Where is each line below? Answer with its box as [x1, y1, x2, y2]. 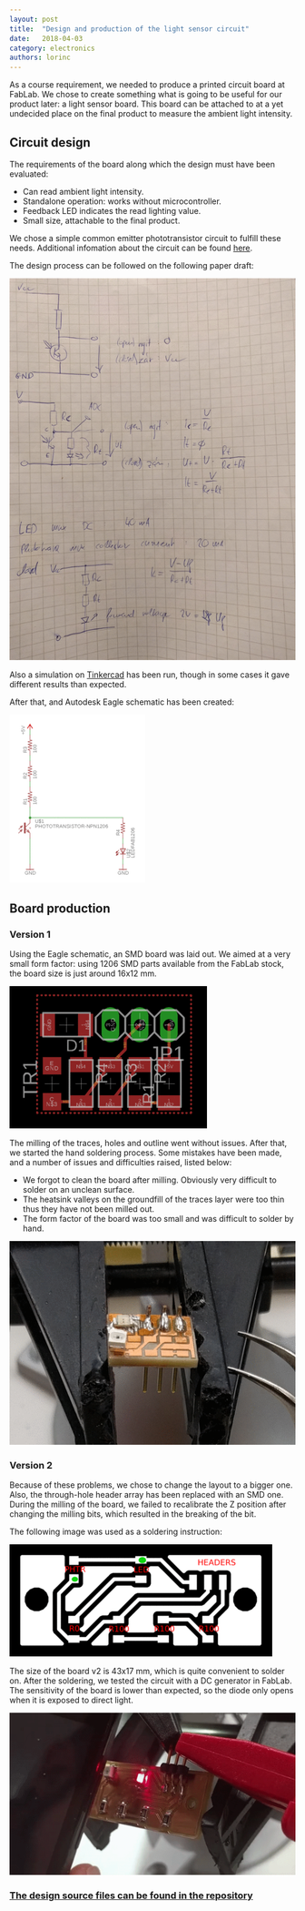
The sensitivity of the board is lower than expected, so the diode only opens [9, 1685, 294, 1696]
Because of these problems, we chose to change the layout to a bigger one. [9, 1479, 293, 1490]
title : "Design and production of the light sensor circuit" [9, 24, 250, 34]
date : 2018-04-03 [9, 34, 84, 43]
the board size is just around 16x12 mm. [9, 968, 157, 979]
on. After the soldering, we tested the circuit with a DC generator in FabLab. [9, 1675, 292, 1686]
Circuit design [9, 135, 91, 150]
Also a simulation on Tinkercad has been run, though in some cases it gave [9, 669, 290, 680]
